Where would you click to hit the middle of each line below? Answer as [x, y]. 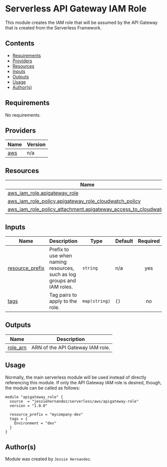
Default [124, 241]
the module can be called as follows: [43, 388]
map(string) [96, 301]
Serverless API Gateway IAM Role [76, 9]
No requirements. [23, 115]
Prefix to [59, 249]
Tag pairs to [63, 295]
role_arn [17, 347]
